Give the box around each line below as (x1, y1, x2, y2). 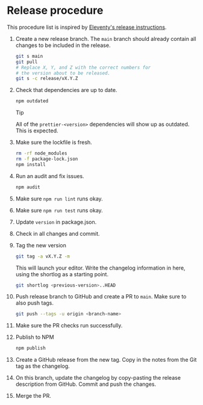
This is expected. (15, 127, 58, 134)
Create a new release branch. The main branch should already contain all (15, 35, 196, 42)
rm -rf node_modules (15, 150, 67, 156)
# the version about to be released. (15, 70, 111, 76)
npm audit (15, 184, 41, 190)
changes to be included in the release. (15, 42, 111, 49)
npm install (15, 161, 46, 167)
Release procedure (7, 4, 104, 17)
